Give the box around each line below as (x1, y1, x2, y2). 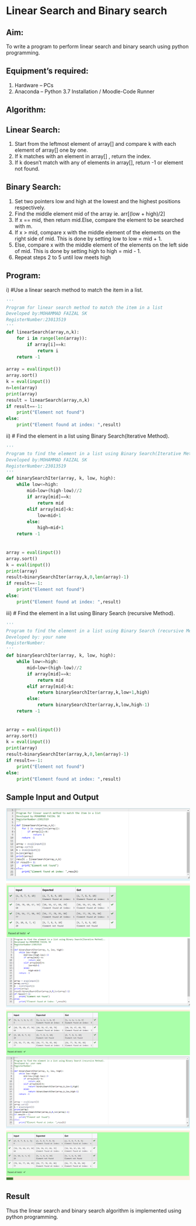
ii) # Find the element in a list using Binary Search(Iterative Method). (6, 432, 170, 440)
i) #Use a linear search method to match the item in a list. (6, 286, 143, 293)
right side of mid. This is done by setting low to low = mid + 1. (14, 235, 162, 242)
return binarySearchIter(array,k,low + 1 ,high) (37, 689, 150, 695)
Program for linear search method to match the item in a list (6, 305, 163, 310)
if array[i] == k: (27, 341, 66, 347)
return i (37, 347, 59, 354)
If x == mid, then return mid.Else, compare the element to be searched (14, 216, 184, 223)
